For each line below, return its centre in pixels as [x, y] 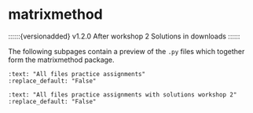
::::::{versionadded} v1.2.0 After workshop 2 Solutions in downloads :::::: [124, 36]
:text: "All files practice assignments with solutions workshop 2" [123, 95]
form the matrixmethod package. [62, 60]
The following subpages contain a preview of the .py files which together [126, 51]
